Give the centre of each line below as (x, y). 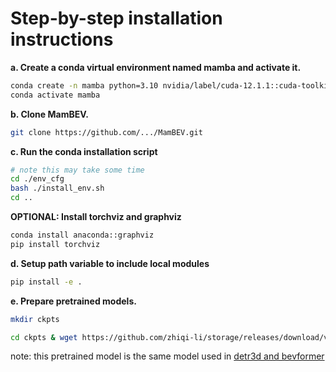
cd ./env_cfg (37, 179)
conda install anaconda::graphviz (82, 235)
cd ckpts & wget (44, 337)
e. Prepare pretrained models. (73, 301)
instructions (62, 39)
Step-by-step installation (116, 18)
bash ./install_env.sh (57, 188)
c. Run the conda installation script (84, 151)
